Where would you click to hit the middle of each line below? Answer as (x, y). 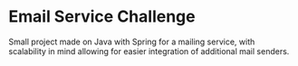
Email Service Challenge (102, 17)
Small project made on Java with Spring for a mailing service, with (132, 42)
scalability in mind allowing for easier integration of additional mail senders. (149, 51)
